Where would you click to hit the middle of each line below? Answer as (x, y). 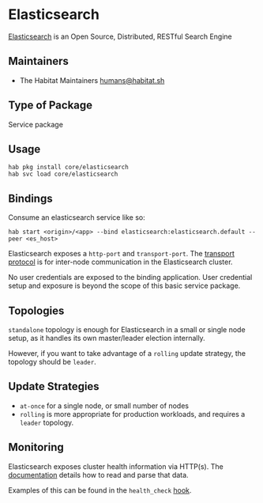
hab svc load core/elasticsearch (63, 174)
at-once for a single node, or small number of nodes (104, 406)
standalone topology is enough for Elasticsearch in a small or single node (127, 329)
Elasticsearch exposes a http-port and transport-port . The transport (122, 254)
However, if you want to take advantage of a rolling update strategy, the (127, 353)
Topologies (36, 310)
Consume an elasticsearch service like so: (77, 217)
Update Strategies (54, 386)
